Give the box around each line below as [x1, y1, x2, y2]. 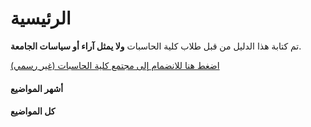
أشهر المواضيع [10, 82, 64, 94]
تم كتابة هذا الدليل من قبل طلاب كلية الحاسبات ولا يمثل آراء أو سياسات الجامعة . [10, 40, 302, 52]
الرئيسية [10, 7, 72, 30]
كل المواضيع [10, 105, 56, 117]
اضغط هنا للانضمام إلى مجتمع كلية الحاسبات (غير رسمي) [10, 59, 220, 71]
